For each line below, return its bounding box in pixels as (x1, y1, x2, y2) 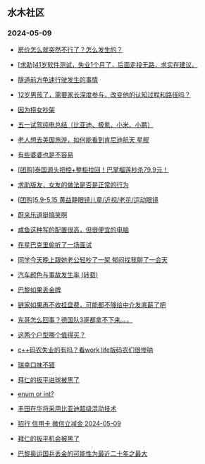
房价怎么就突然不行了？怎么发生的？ (17, 45, 123, 54)
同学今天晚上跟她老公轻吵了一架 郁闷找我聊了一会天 (17, 255, 168, 263)
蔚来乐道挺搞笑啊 (17, 210, 68, 219)
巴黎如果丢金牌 (17, 285, 61, 294)
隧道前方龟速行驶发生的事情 (17, 75, 99, 83)
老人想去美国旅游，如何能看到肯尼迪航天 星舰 (17, 135, 149, 143)
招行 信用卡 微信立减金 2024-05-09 (17, 419, 121, 427)
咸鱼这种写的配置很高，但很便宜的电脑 (17, 225, 129, 234)
